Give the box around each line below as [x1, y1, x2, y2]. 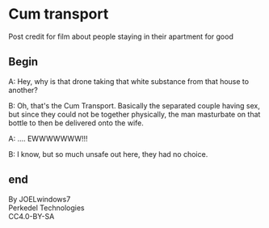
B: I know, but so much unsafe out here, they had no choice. [8, 149, 208, 158]
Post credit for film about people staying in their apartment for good [8, 32, 234, 41]
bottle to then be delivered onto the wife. [8, 118, 144, 128]
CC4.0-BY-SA [8, 211, 55, 221]
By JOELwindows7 [8, 194, 71, 204]
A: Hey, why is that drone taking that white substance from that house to [8, 76, 249, 86]
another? [8, 85, 38, 95]
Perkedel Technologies [8, 203, 85, 213]
